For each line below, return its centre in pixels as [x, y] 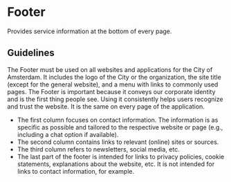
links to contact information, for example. [76, 171]
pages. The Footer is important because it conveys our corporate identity [111, 91]
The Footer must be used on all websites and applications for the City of [110, 69]
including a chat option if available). [68, 134]
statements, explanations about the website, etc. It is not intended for [116, 164]
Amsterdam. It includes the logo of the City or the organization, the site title [114, 77]
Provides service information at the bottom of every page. [90, 31]
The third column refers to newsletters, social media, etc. [98, 149]
